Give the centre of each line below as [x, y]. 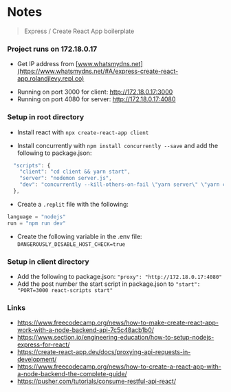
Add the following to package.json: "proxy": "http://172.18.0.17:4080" [119, 276]
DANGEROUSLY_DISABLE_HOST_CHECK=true [71, 244]
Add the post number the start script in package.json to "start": [109, 284]
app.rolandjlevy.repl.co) [51, 79]
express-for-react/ [43, 344]
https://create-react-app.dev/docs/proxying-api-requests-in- [104, 352]
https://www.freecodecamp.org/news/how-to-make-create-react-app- [118, 323]
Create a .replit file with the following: [73, 204]
